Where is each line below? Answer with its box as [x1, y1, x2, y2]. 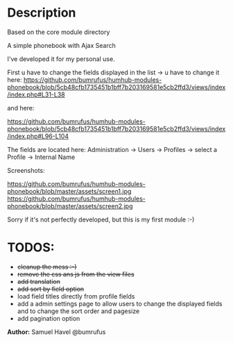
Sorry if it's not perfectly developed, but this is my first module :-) [7, 215, 195, 224]
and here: [7, 103, 35, 112]
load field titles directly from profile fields [17, 292, 135, 300]
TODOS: [7, 240, 55, 256]
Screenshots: [7, 166, 45, 174]
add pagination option [17, 314, 80, 322]
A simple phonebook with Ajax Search [7, 41, 116, 49]
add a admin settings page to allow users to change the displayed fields [17, 299, 223, 308]
